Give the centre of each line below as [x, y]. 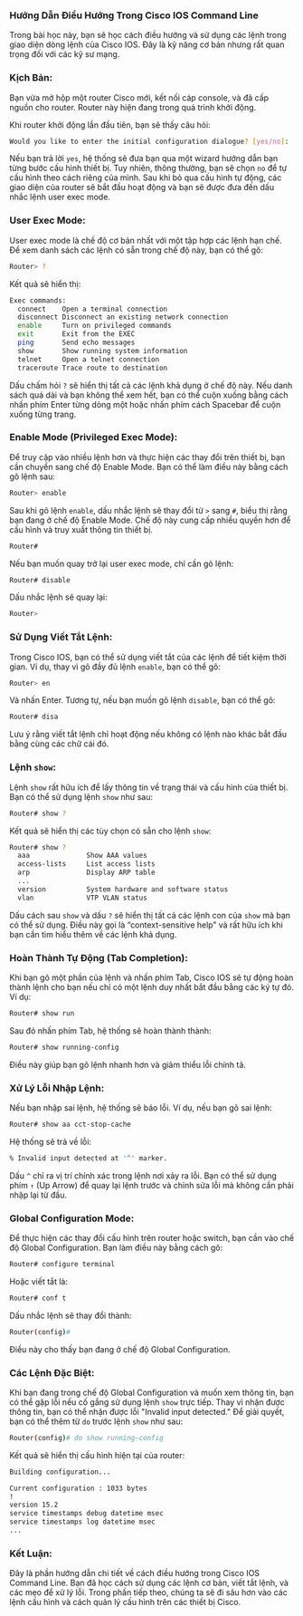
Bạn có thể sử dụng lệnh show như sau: [81, 796]
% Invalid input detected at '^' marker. [89, 1158]
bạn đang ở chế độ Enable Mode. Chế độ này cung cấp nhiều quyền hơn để [150, 520]
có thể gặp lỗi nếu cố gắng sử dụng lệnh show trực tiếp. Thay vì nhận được [147, 1402]
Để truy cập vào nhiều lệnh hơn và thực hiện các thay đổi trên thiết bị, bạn [147, 457]
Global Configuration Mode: [72, 1218]
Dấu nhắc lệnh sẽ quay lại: [59, 597]
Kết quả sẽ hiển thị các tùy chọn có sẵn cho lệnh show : [110, 831]
